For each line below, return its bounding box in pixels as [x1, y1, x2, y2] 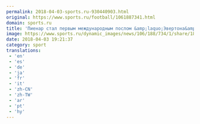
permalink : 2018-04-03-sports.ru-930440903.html [6, 8, 129, 15]
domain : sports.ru [6, 20, 52, 26]
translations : [6, 48, 42, 54]
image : [6, 31, 23, 37]
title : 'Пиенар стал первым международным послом [6, 25, 132, 32]
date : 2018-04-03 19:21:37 [6, 36, 73, 42]
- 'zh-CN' [8, 86, 33, 92]
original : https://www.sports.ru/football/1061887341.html [6, 14, 156, 20]
